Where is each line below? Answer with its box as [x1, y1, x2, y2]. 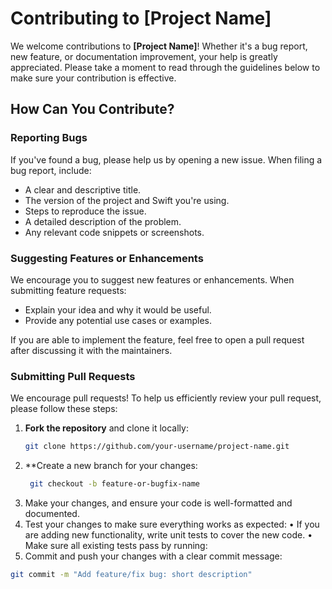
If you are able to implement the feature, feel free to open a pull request [10, 333, 305, 346]
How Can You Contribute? [10, 101, 175, 118]
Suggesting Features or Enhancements [10, 251, 204, 265]
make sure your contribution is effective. [10, 72, 177, 84]
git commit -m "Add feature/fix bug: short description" [10, 569, 253, 579]
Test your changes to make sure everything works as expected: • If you [24, 518, 320, 530]
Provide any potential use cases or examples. [24, 314, 212, 326]
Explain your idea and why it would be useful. [24, 303, 212, 316]
